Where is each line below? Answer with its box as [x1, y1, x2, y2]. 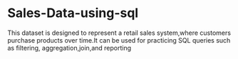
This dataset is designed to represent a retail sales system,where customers [7, 28, 232, 37]
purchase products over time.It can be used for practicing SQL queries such [7, 36, 231, 44]
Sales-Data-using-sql [7, 5, 139, 21]
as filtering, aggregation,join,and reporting [7, 43, 132, 52]
